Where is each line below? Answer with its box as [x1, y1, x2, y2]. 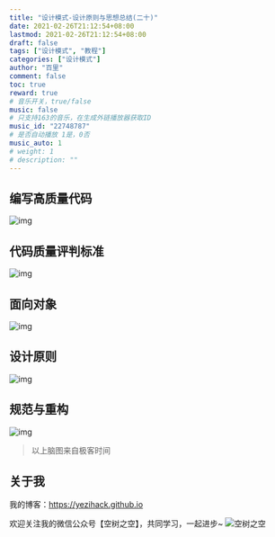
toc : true [9, 80, 47, 89]
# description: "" [9, 155, 78, 165]
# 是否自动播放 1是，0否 [9, 130, 90, 139]
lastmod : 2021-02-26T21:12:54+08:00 [9, 30, 146, 39]
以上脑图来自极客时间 [31, 444, 111, 455]
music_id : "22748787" [9, 122, 91, 131]
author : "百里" [9, 64, 64, 73]
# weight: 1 [9, 147, 54, 156]
